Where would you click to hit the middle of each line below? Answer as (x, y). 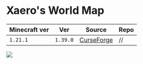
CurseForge (96, 40)
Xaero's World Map (55, 11)
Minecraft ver (29, 30)
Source (96, 30)
